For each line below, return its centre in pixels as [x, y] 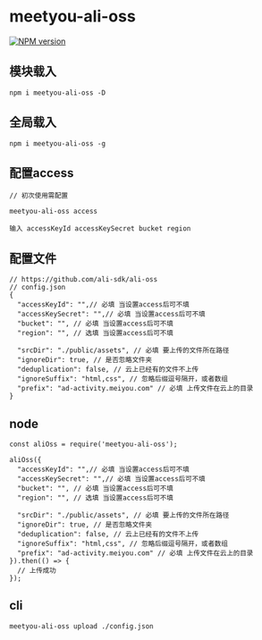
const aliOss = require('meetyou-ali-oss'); [93, 444]
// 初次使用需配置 [39, 196]
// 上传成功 [37, 570]
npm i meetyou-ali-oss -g [57, 143]
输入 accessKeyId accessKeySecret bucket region [100, 229]
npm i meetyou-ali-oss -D [57, 93]
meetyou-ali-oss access [54, 212]
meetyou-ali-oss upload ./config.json [81, 626]
